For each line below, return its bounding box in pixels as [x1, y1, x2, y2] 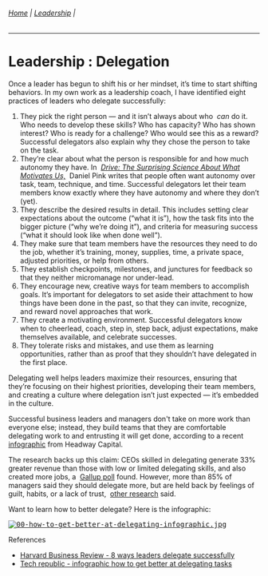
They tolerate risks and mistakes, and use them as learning [19, 341, 214, 351]
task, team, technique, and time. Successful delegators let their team [19, 180, 246, 189]
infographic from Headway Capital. [8, 439, 124, 449]
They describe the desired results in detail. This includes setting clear [19, 205, 249, 215]
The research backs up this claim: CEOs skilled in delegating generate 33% [8, 455, 256, 465]
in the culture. [8, 399, 54, 408]
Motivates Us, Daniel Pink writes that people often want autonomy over [19, 171, 256, 181]
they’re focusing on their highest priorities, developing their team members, [8, 382, 257, 391]
